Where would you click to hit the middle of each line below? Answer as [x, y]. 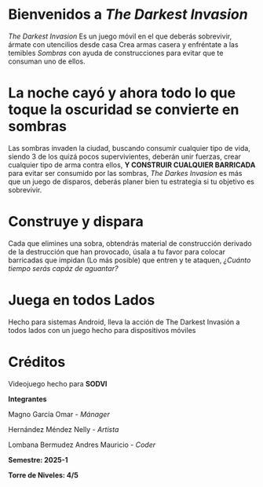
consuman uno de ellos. [47, 61]
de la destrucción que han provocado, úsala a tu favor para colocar [117, 251]
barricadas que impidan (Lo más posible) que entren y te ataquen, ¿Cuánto [130, 260]
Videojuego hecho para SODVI [58, 383]
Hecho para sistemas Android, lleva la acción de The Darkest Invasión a [124, 322]
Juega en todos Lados [82, 300]
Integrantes [27, 399]
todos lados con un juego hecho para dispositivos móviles [102, 330]
